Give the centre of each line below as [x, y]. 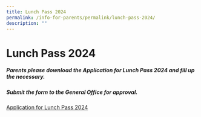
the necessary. [26, 77]
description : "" [27, 23]
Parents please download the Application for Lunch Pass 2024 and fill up [100, 70]
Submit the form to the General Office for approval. [72, 92]
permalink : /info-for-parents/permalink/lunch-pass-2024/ [81, 18]
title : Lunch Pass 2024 [36, 12]
